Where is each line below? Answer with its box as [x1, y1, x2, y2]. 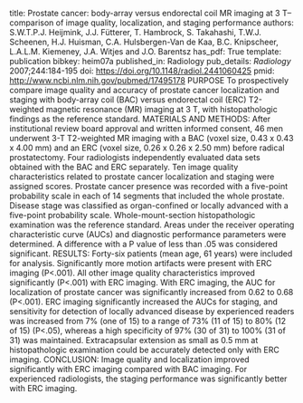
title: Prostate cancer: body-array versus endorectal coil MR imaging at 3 [9, 8, 280, 18]
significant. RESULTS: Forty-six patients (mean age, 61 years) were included [9, 248, 293, 259]
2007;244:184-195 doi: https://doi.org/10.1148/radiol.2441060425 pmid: [9, 65, 275, 76]
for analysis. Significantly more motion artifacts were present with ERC [9, 258, 272, 268]
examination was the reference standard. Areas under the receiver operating [9, 219, 295, 230]
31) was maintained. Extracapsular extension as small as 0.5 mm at [9, 335, 259, 345]
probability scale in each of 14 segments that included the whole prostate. [9, 190, 285, 201]
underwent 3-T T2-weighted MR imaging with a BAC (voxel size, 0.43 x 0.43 [9, 133, 294, 143]
